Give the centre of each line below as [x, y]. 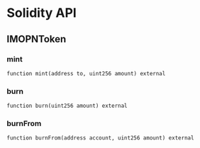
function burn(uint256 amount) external [67, 106]
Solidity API [42, 13]
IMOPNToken [37, 39]
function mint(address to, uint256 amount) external [86, 73]
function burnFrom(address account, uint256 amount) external [100, 138]
